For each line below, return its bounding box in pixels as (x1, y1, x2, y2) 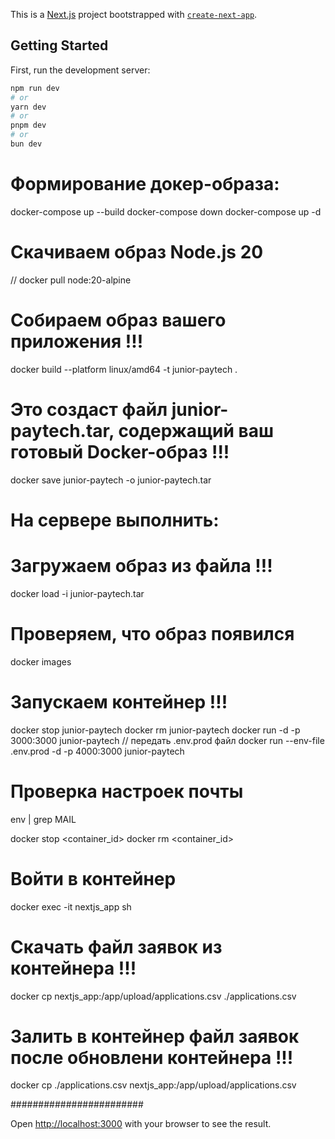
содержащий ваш (118, 419, 274, 442)
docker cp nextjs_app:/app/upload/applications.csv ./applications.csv (10, 990, 297, 1002)
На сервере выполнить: (10, 509, 220, 531)
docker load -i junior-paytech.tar (10, 587, 145, 599)
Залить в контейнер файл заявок (10, 1025, 300, 1048)
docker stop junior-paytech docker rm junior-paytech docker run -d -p (10, 724, 301, 736)
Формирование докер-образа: (10, 173, 280, 196)
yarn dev (10, 102, 47, 112)
